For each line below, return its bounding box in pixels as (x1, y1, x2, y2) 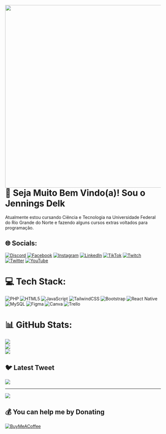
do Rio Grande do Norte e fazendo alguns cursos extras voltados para (5, 219, 148, 225)
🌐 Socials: (5, 239, 38, 248)
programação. (5, 224, 34, 230)
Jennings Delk (5, 198, 65, 209)
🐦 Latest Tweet (5, 363, 55, 372)
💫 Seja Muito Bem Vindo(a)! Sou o (5, 187, 146, 198)
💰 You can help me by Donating (5, 408, 105, 416)
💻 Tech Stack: (5, 275, 66, 287)
